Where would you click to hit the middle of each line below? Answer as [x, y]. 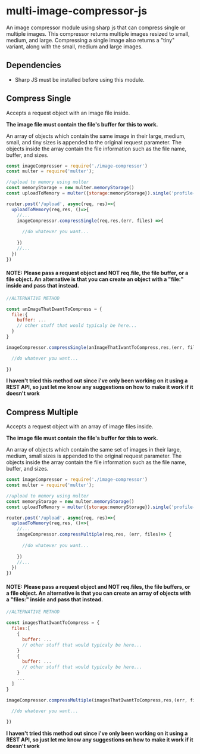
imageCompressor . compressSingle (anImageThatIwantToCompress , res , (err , [96, 347]
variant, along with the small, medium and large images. [74, 47]
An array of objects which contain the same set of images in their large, [94, 450]
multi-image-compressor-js [77, 11]
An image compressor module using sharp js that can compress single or [96, 27]
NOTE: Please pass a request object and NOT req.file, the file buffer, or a [97, 273]
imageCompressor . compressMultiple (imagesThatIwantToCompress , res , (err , [97, 700]
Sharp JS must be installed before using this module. [79, 79]
